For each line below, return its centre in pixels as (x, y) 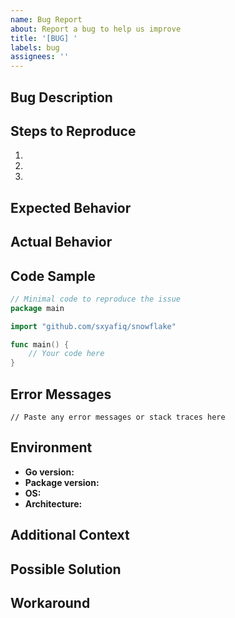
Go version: (49, 472)
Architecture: (53, 503)
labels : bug (35, 47)
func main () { (40, 344)
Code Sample (53, 276)
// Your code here (66, 354)
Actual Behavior (61, 242)
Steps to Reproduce (73, 131)
